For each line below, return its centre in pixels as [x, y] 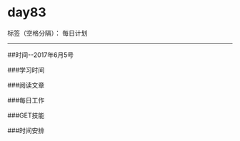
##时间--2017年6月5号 [41, 55]
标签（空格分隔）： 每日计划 [47, 33]
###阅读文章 [26, 85]
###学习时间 [26, 70]
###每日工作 [26, 100]
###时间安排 [26, 130]
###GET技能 [26, 115]
